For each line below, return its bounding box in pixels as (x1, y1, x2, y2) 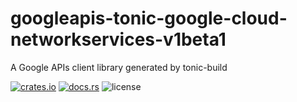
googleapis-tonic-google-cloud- (10, 7, 288, 30)
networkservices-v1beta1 (10, 28, 227, 51)
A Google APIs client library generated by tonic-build (10, 61, 228, 73)
